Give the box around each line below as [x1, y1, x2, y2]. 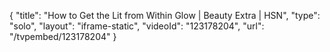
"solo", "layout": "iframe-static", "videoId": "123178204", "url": [9, 20, 265, 32]
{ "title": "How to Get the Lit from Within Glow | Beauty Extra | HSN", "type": [9, 10, 321, 21]
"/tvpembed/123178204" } [9, 31, 117, 42]
